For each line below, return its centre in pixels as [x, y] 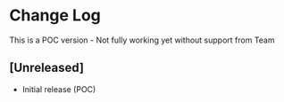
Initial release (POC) [59, 89]
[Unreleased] [47, 68]
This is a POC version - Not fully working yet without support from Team [142, 40]
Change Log [55, 16]
